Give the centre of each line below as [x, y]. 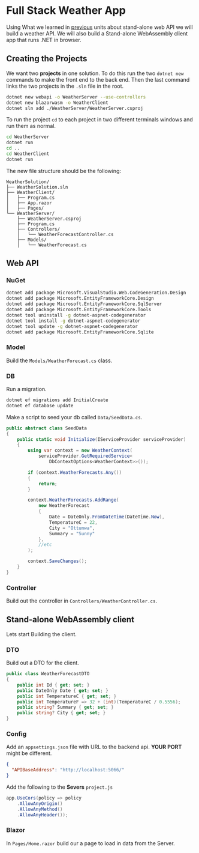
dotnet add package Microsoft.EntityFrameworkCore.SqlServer [84, 304]
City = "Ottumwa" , [72, 528]
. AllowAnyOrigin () [40, 803]
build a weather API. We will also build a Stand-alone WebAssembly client [97, 33]
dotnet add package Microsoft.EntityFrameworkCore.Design [80, 299]
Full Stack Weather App [66, 11]
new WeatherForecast [64, 506]
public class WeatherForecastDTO [48, 674]
